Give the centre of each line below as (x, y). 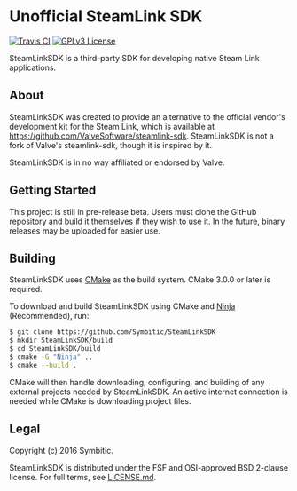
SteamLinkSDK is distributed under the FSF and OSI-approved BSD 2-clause (149, 467)
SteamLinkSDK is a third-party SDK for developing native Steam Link (134, 58)
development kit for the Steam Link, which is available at (112, 126)
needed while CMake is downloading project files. (100, 400)
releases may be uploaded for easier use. (85, 230)
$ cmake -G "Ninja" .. (51, 357)
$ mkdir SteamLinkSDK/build (61, 341)
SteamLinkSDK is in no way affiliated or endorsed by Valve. (117, 162)
